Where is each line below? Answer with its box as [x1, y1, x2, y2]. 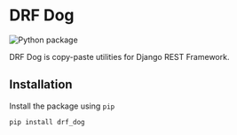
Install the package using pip [9, 101, 115, 111]
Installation [9, 77, 73, 93]
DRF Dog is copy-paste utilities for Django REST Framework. [9, 51, 230, 62]
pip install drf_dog [9, 117, 86, 126]
